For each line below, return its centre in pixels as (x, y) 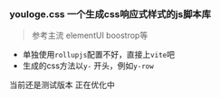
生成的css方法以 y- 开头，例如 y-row (88, 66)
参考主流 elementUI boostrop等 (90, 36)
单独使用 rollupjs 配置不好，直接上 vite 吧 (98, 55)
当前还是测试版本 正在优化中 (62, 85)
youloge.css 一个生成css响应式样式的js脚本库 (110, 13)
